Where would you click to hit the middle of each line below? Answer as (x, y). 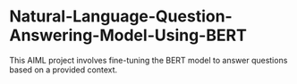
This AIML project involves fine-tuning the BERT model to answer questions (148, 60)
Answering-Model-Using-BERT (128, 35)
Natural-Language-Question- (121, 17)
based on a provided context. (64, 70)
